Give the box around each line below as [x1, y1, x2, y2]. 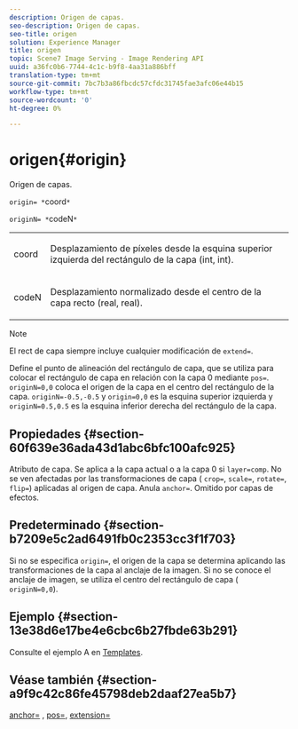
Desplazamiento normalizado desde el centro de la [50, 286, 262, 298]
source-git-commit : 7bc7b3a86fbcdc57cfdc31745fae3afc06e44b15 [9, 79, 244, 88]
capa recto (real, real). [50, 297, 144, 309]
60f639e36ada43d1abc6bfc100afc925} [9, 440, 237, 456]
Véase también [9, 672, 95, 688]
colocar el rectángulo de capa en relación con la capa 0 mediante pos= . [9, 372, 270, 383]
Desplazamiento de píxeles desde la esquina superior [50, 242, 273, 255]
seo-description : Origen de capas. [9, 21, 141, 30]
